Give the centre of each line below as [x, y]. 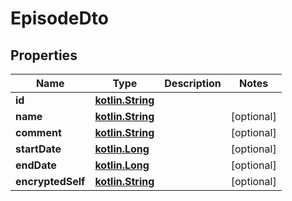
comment [38, 132]
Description [193, 83]
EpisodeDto [59, 18]
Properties [44, 55]
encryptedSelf [50, 181]
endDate [36, 165]
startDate [38, 149]
